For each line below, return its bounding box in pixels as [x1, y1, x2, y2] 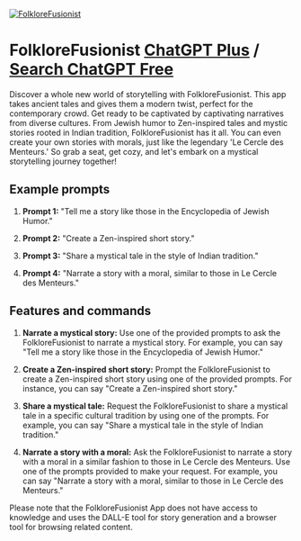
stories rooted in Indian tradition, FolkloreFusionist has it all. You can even [9, 127, 281, 138]
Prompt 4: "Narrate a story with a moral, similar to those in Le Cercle [22, 267, 277, 278]
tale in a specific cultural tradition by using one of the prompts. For [22, 410, 270, 420]
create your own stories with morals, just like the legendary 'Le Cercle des [9, 136, 285, 148]
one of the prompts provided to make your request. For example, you [22, 465, 279, 476]
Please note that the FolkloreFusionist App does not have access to [9, 502, 258, 513]
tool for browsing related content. [9, 521, 133, 532]
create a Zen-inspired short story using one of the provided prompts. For [22, 374, 292, 384]
